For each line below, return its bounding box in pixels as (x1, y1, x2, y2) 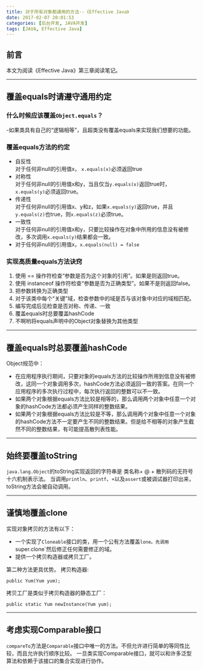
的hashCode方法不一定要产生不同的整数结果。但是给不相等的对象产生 (14, 418, 189, 425)
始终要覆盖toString (6, 451, 77, 461)
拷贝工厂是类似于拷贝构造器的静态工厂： (6, 589, 107, 596)
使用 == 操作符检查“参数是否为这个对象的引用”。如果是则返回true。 (14, 272, 183, 280)
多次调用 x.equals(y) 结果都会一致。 (25, 233, 114, 240)
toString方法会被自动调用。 (6, 483, 74, 490)
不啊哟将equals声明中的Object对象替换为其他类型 (14, 318, 138, 325)
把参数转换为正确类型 (14, 288, 68, 295)
